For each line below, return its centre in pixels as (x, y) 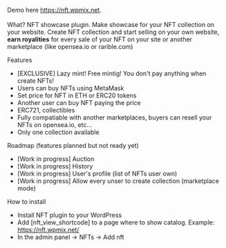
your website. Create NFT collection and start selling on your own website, (113, 32)
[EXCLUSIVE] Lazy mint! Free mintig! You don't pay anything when (112, 73)
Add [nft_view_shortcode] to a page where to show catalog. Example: (116, 222)
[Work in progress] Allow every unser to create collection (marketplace (118, 181)
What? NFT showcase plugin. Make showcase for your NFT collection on (111, 25)
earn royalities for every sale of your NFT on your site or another (100, 39)
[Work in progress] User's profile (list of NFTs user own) (97, 173)
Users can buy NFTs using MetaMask (70, 88)
